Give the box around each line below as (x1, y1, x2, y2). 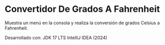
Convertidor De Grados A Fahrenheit (5, 3, 160, 15)
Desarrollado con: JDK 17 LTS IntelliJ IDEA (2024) (5, 35, 108, 41)
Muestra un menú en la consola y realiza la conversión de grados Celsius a (5, 20, 160, 26)
